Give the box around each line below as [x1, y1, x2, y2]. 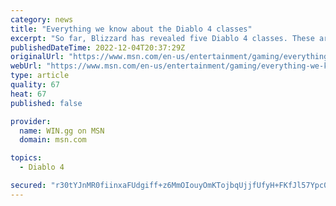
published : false [10, 98, 83, 108]
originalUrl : [10, 52, 65, 62]
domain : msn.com [19, 135, 87, 145]
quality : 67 [10, 80, 60, 90]
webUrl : [10, 61, 43, 71]
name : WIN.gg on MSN [19, 126, 105, 136]
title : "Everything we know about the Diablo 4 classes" [10, 24, 253, 34]
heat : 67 [10, 89, 47, 99]
